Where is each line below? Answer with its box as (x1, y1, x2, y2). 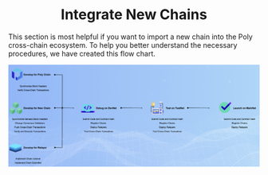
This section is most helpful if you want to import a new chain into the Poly (8, 32, 253, 41)
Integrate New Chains (61, 6, 207, 24)
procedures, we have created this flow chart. (8, 49, 156, 58)
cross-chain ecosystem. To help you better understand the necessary (8, 40, 238, 49)
